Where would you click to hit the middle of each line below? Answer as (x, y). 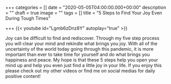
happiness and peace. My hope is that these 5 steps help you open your (82, 60)
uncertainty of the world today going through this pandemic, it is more (80, 49)
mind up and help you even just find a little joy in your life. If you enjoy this (83, 65)
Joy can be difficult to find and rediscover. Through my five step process (82, 38)
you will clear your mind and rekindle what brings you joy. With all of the (81, 44)
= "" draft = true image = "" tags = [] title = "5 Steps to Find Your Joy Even (84, 13)
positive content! (23, 76)
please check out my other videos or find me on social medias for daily (80, 71)
